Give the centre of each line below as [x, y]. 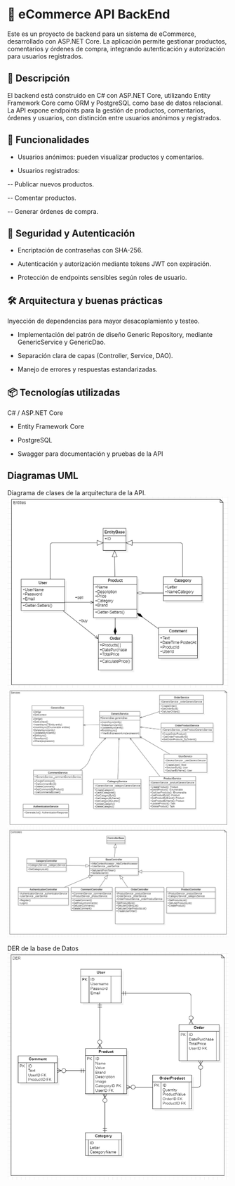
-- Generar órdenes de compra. [53, 211]
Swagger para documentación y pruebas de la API [90, 454]
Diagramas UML [43, 476]
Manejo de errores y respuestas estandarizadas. [87, 369]
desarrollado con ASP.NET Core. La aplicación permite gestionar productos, [117, 41]
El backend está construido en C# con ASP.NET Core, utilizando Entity [109, 95]
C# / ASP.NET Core [35, 413]
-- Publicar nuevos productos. [51, 184]
